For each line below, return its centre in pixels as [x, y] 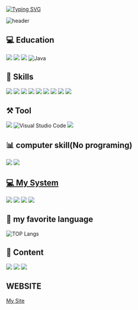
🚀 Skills [20, 77]
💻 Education [30, 40]
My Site [15, 300]
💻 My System [33, 182]
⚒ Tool [19, 111]
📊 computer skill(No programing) [69, 145]
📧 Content [25, 253]
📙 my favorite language [50, 219]
